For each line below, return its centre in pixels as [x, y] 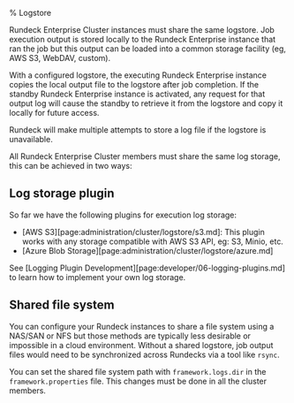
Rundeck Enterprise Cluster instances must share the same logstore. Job [142, 30]
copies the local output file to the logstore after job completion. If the [134, 84]
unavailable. [31, 139]
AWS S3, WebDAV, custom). [60, 58]
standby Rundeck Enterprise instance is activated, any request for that [137, 94]
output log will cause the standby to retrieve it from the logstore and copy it [146, 103]
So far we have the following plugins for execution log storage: [123, 215]
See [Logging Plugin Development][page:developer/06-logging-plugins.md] [147, 268]
